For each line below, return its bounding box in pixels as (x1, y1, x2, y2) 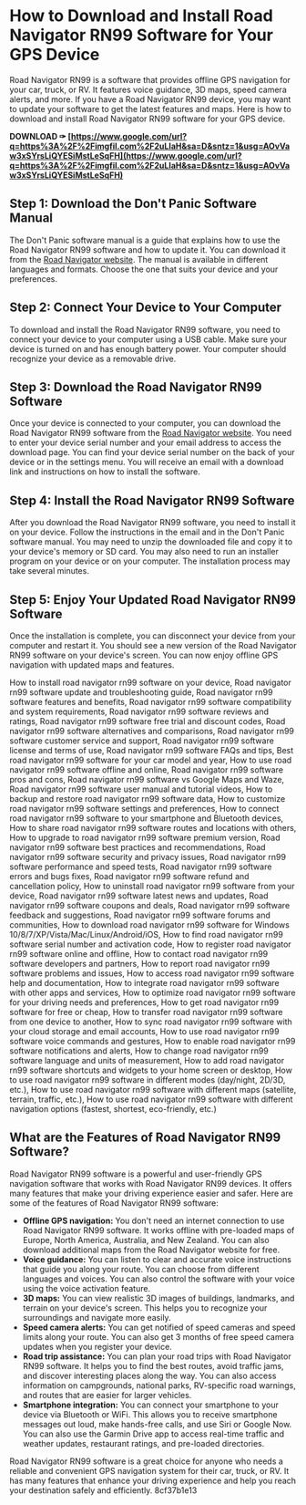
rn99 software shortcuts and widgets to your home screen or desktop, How (9, 1064, 293, 1075)
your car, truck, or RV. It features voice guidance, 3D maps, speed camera (9, 84, 287, 95)
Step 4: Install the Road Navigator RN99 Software (9, 493, 295, 508)
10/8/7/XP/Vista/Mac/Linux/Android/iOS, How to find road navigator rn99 (9, 929, 284, 939)
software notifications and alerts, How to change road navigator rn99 (9, 1045, 269, 1056)
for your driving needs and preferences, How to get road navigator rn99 (9, 997, 280, 1008)
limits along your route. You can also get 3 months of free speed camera (22, 1331, 294, 1342)
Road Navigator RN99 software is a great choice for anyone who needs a (9, 1456, 284, 1467)
